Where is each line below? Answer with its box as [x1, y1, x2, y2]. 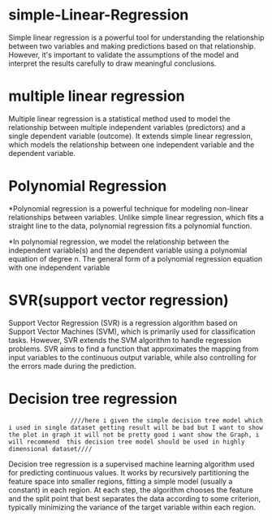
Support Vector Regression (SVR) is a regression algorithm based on [8, 318, 238, 327]
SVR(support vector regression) [8, 291, 229, 310]
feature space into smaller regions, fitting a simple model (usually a [8, 476, 233, 486]
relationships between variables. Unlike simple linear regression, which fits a [8, 212, 264, 222]
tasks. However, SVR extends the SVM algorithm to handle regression [8, 335, 242, 344]
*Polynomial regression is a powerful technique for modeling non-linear [8, 203, 249, 213]
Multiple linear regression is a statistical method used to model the [8, 114, 231, 123]
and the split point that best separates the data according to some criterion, [8, 493, 261, 503]
